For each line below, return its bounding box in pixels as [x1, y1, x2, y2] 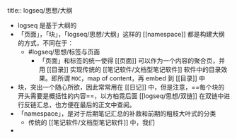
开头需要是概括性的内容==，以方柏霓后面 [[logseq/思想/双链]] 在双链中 [17, 92, 224, 100]
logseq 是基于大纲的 [17, 21, 77, 30]
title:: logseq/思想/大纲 [7, 6, 73, 14]
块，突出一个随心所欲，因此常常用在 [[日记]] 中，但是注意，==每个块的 [17, 83, 225, 91]
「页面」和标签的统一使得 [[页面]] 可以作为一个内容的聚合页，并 [38, 56, 225, 65]
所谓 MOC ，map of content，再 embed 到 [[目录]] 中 [57, 74, 205, 83]
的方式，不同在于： [17, 39, 74, 47]
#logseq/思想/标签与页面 [28, 48, 100, 56]
